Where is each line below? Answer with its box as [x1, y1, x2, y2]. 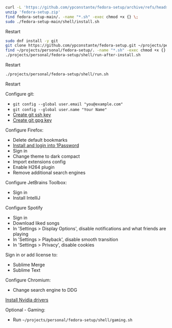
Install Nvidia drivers [5, 297, 49, 303]
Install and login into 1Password [12, 142, 79, 148]
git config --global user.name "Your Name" [12, 107, 107, 112]
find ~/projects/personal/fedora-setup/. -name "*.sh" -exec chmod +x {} [5, 48, 166, 53]
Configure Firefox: [5, 127, 44, 133]
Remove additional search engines [12, 169, 86, 176]
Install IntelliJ [12, 194, 41, 201]
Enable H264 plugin [12, 164, 55, 170]
